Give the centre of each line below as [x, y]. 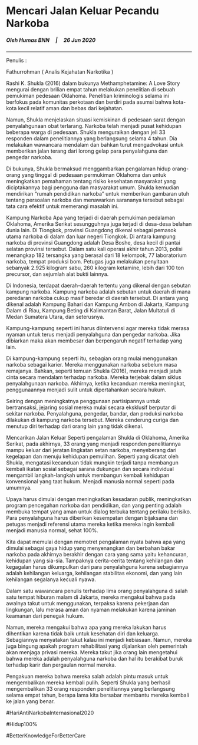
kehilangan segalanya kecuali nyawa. [51, 579]
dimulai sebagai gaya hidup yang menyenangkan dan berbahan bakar [91, 548]
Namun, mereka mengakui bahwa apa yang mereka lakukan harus [86, 627]
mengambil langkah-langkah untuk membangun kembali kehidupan [88, 475]
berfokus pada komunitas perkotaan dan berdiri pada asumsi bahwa [89, 102]
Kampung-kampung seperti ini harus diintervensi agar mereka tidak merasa [98, 328]
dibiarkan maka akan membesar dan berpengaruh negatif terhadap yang [94, 341]
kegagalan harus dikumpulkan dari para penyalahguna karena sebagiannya [97, 567]
